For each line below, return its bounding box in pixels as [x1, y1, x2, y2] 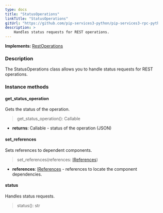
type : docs [5, 7, 27, 12]
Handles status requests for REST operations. [14, 30, 110, 35]
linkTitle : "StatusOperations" [5, 16, 68, 21]
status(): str [16, 202, 40, 208]
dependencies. [12, 171, 42, 177]
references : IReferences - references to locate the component [12, 166, 137, 172]
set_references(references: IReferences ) [16, 157, 98, 162]
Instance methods [5, 84, 49, 90]
